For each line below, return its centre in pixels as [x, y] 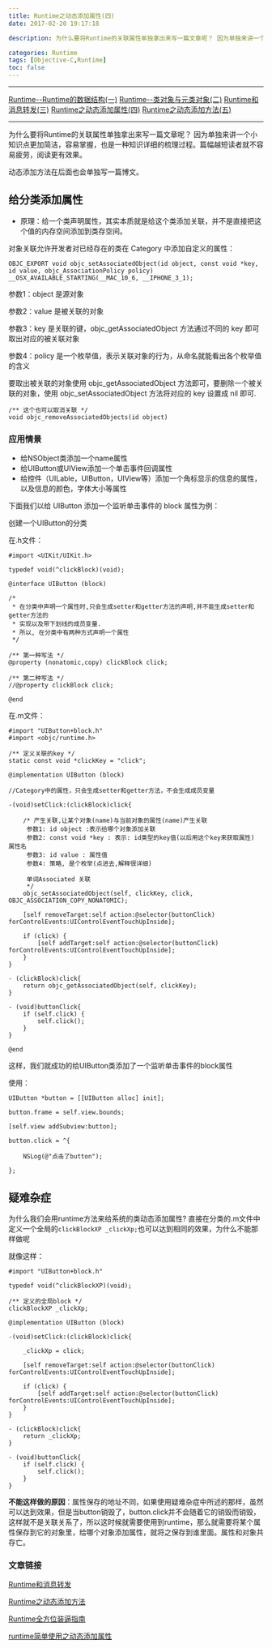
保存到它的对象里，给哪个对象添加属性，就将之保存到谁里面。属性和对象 [136, 1532]
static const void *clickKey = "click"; [78, 761]
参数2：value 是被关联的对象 [56, 311]
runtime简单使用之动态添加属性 [60, 1636]
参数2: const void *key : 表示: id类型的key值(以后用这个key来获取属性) [140, 838]
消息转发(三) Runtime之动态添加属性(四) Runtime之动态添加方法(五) [120, 109]
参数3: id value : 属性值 [67, 855]
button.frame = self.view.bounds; [67, 1113]
